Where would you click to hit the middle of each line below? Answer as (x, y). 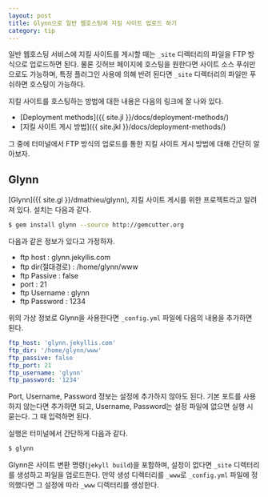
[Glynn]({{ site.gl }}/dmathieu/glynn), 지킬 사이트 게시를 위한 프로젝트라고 (125, 200)
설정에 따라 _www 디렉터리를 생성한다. (102, 485)
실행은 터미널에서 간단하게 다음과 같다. (68, 434)
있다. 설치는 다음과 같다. (54, 210)
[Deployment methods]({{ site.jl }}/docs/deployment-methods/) (124, 118)
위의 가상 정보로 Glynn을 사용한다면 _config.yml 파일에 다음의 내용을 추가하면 (130, 318)
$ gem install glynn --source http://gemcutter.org (96, 225)
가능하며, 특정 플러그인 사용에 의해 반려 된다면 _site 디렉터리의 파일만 (138, 74)
